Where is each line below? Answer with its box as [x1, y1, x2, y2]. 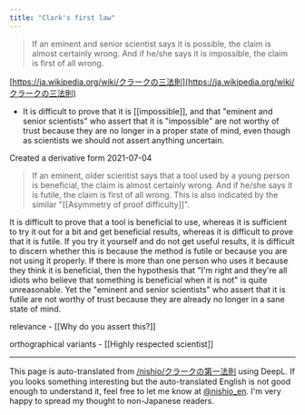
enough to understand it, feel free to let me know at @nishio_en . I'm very [9, 385, 281, 396]
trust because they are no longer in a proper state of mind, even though [22, 124, 290, 136]
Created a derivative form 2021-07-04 [9, 152, 152, 163]
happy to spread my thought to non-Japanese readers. [9, 395, 215, 406]
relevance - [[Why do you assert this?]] [9, 321, 156, 331]
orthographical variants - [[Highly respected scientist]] [9, 338, 214, 350]
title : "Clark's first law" [9, 13, 116, 23]
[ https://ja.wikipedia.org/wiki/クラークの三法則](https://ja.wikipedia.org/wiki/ [9, 76, 295, 87]
